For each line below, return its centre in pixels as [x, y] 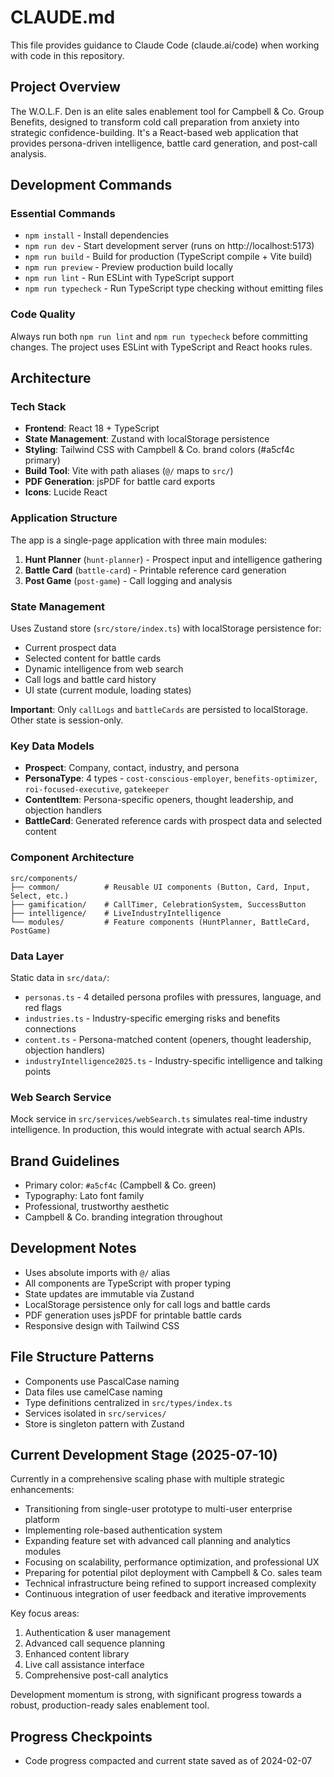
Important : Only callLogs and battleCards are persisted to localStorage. [159, 710]
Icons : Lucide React [66, 492]
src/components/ [44, 878]
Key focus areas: [45, 1613]
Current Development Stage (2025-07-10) [144, 1455]
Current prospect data [70, 648]
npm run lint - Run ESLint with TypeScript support [129, 278]
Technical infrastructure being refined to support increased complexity [170, 1583]
